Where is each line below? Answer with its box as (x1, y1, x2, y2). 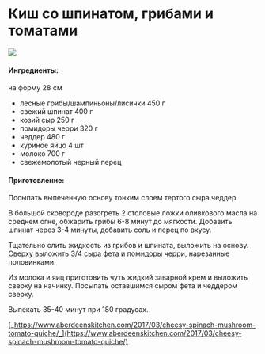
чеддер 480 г (19, 132, 66, 142)
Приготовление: (8, 175, 65, 185)
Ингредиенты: (8, 65, 59, 75)
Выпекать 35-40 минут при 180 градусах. (8, 305, 149, 314)
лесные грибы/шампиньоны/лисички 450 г (19, 98, 165, 108)
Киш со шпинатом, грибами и (8, 5, 214, 23)
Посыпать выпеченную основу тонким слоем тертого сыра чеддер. (8, 193, 239, 203)
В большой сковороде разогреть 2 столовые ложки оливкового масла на (8, 208, 258, 218)
